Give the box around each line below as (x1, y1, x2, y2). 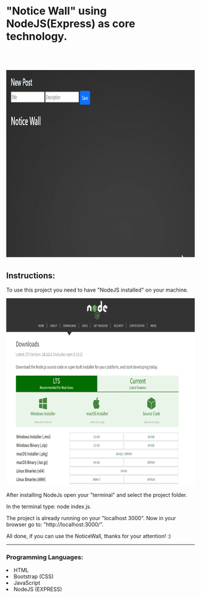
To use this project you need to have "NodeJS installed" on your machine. (6, 286, 188, 294)
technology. (6, 30, 68, 43)
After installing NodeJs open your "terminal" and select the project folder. (6, 491, 187, 499)
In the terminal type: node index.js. (6, 503, 92, 510)
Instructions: (6, 271, 56, 281)
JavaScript (14, 579, 41, 587)
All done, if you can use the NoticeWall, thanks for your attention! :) (6, 533, 172, 540)
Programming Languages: (6, 553, 84, 561)
